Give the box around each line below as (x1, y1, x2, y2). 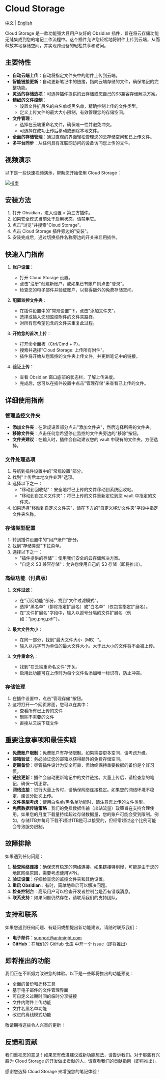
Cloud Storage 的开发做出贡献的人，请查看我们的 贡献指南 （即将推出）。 (14, 1058, 160, 1064)
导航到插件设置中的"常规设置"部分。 (12, 468, 85, 474)
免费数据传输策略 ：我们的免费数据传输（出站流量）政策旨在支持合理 (12, 805, 150, 811)
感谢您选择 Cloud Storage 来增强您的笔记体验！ (5, 1069, 102, 1075)
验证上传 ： (12, 364, 34, 370)
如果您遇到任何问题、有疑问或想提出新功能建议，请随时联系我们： (5, 924, 138, 930)
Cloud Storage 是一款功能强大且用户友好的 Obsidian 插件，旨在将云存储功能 (5, 30, 159, 36)
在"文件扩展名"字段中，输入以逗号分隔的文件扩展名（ (19, 610, 127, 615)
